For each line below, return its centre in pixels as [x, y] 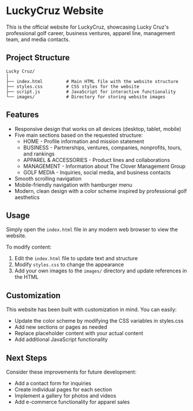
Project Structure [38, 58]
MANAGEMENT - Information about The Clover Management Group [104, 166]
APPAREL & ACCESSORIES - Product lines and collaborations [96, 160]
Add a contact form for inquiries [53, 383]
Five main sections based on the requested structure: [78, 135]
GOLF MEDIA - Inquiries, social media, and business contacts [97, 172]
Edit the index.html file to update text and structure [76, 258]
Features [22, 115]
